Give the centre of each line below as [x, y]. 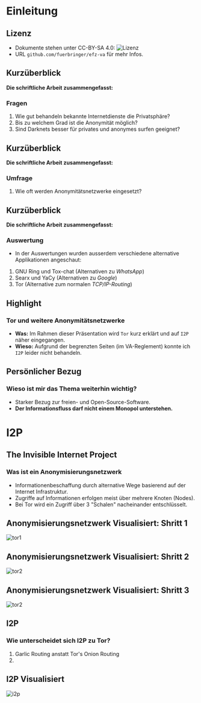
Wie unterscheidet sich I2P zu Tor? [58, 641]
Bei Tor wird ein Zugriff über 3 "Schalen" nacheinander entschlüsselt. [101, 504]
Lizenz [19, 33]
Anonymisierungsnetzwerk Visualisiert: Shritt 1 [97, 523]
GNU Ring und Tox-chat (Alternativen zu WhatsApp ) [79, 272]
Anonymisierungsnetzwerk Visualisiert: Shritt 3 [98, 590]
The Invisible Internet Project [62, 455]
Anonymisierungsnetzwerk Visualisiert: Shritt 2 [98, 556]
